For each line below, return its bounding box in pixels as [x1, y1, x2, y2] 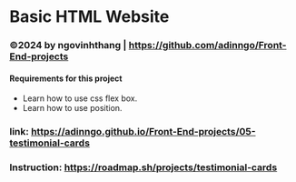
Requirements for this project [9, 73, 123, 84]
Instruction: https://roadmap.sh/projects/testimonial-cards [9, 161, 278, 174]
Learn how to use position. [22, 103, 123, 114]
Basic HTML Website [9, 6, 170, 27]
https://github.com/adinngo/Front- [128, 39, 287, 52]
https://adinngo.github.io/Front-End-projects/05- [30, 126, 256, 138]
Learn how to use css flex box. [22, 93, 138, 104]
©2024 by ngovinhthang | [9, 39, 127, 52]
